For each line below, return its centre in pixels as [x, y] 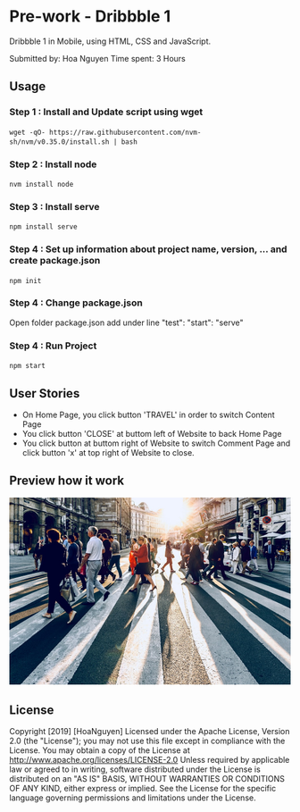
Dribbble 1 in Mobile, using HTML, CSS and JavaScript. [110, 41]
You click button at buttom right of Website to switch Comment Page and [156, 443]
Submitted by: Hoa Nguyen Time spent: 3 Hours [97, 58]
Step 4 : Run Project [53, 346]
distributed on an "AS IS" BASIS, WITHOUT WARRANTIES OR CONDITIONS [147, 779]
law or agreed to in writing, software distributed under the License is [135, 769]
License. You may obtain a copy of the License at [100, 750]
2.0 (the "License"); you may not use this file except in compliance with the [147, 741]
